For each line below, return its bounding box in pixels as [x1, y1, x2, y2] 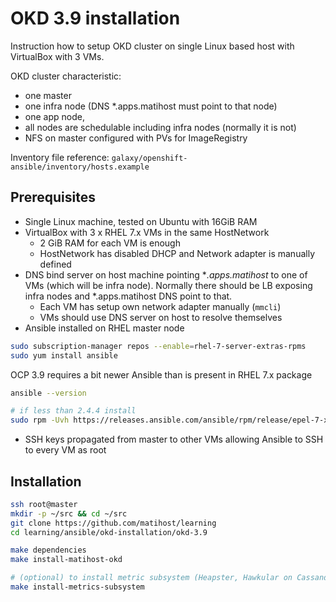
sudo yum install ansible [10, 350, 118, 361]
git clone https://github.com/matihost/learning [10, 518, 217, 528]
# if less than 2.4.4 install [10, 406, 137, 416]
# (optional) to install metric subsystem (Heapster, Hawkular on [10, 573, 293, 583]
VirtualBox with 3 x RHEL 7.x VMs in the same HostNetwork [24, 226, 270, 238]
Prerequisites [10, 189, 96, 206]
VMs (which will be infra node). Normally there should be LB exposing [24, 279, 313, 291]
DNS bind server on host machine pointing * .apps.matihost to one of [24, 268, 308, 281]
